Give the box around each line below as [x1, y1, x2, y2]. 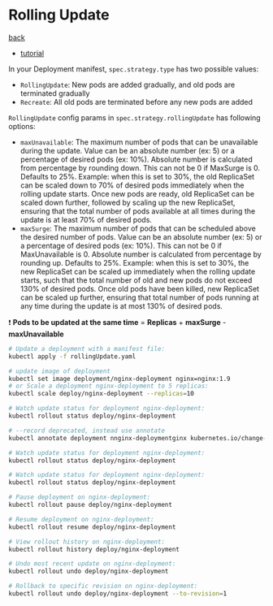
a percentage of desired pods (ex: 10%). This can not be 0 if [19, 240, 222, 250]
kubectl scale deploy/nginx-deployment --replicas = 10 [8, 390, 195, 398]
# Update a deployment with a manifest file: [8, 344, 165, 353]
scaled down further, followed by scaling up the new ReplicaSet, [19, 197, 236, 207]
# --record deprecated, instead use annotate [8, 426, 165, 435]
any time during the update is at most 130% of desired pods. [19, 301, 223, 310]
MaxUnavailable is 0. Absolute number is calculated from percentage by [19, 249, 262, 259]
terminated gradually [19, 88, 90, 98]
